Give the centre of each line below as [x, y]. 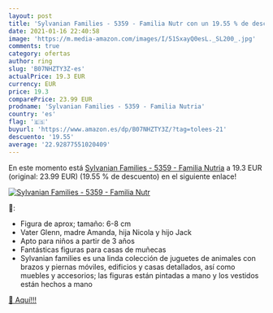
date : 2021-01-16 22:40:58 [54, 31]
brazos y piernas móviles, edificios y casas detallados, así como [128, 267]
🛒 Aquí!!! [23, 300]
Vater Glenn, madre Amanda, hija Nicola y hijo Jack [106, 232]
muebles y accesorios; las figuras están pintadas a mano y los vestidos [139, 275]
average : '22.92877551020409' [60, 144]
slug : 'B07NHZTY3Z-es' [47, 69]
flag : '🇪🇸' [28, 122]
